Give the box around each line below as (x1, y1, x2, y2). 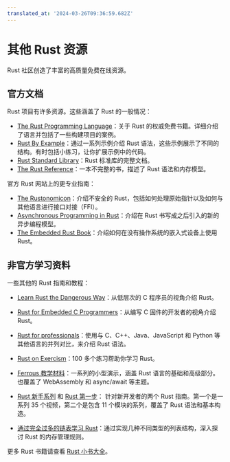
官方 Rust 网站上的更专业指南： (7, 179, 96, 188)
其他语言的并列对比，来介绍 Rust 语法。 (16, 340, 130, 348)
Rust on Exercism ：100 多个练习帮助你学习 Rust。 (16, 355, 159, 363)
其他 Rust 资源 (7, 42, 88, 57)
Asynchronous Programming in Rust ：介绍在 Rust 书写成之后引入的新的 (16, 211, 220, 220)
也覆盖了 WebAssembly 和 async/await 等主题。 (16, 377, 153, 386)
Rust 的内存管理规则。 (25, 432, 88, 441)
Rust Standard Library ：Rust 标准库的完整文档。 (16, 156, 154, 165)
